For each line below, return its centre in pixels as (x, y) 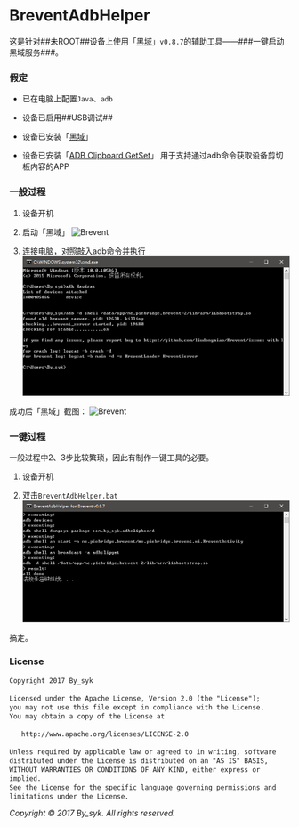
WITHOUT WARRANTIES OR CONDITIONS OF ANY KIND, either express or (135, 770)
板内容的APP (45, 166)
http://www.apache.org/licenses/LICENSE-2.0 (105, 734)
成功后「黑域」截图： (48, 411)
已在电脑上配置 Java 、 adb (67, 99)
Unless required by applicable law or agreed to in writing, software (143, 752)
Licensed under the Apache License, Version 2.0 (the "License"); (135, 699)
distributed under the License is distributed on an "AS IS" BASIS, (139, 761)
